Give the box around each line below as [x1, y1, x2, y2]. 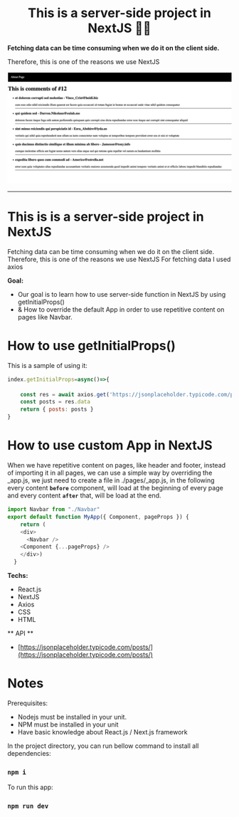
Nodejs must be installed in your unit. [17, 712, 127, 721]
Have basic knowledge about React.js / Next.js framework [17, 727, 188, 736]
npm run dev [7, 802, 49, 811]
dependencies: [7, 749, 51, 757]
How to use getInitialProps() [7, 338, 176, 354]
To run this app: [7, 783, 53, 791]
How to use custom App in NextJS [7, 438, 213, 453]
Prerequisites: [7, 699, 48, 707]
